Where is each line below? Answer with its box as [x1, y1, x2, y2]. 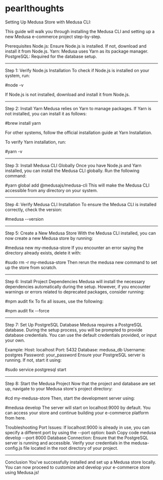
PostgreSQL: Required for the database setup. [5, 53, 97, 59]
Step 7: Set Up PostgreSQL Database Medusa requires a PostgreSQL [5, 322, 143, 327]
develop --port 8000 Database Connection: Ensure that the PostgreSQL [5, 435, 149, 441]
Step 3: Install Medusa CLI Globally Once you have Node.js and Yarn [5, 162, 142, 168]
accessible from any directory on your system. [5, 187, 98, 193]
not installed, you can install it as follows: [5, 111, 87, 116]
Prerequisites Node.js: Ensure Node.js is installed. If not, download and [5, 43, 147, 49]
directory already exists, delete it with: [5, 250, 81, 256]
